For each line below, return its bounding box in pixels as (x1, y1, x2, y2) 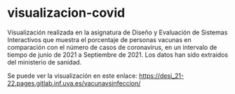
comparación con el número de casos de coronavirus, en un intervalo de (7, 43, 217, 51)
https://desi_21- (139, 72, 184, 80)
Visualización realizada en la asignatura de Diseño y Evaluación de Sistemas (7, 28, 228, 36)
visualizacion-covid (7, 5, 126, 21)
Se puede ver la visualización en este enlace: (7, 72, 138, 80)
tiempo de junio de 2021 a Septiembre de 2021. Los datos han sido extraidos (7, 51, 229, 59)
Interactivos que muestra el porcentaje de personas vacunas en (7, 35, 192, 43)
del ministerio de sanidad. (7, 58, 82, 66)
